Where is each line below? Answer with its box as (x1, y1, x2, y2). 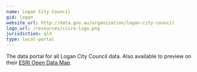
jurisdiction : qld (6, 31, 52, 37)
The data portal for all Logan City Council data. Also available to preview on (6, 53, 192, 60)
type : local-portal (6, 36, 55, 42)
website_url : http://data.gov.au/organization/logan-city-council (6, 20, 175, 26)
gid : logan (6, 14, 33, 20)
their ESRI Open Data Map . (6, 59, 72, 66)
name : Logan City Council (6, 8, 70, 15)
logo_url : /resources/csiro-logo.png (6, 25, 100, 32)
